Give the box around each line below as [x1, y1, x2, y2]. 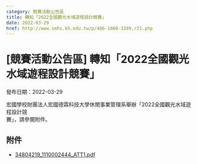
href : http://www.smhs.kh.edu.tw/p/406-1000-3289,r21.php [6, 25, 153, 31]
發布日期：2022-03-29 [6, 89, 63, 96]
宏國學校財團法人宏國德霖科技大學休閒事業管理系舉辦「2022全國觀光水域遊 [6, 101, 192, 108]
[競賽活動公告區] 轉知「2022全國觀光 [6, 53, 189, 66]
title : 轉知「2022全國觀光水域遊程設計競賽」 [6, 14, 107, 20]
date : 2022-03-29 [6, 20, 49, 26]
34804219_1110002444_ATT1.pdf [14, 151, 96, 158]
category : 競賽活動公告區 [6, 8, 64, 15]
